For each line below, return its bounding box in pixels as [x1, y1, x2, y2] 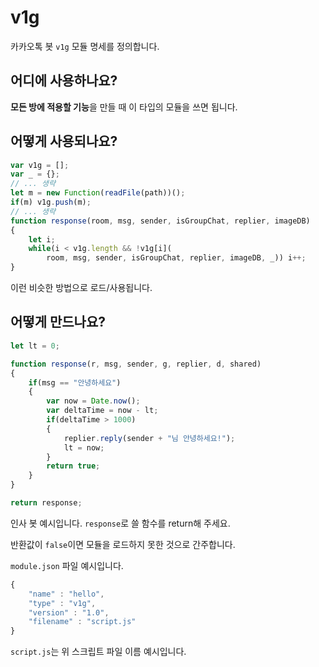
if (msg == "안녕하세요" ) [28, 377, 122, 388]
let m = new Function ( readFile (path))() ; [10, 188, 186, 198]
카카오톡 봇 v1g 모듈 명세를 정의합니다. [10, 40, 160, 52]
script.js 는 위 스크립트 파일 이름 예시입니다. [10, 646, 187, 658]
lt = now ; [63, 442, 105, 453]
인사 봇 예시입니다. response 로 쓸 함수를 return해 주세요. [10, 517, 231, 529]
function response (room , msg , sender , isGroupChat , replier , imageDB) [10, 216, 311, 226]
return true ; [46, 461, 101, 471]
